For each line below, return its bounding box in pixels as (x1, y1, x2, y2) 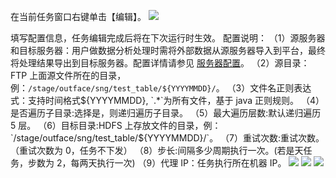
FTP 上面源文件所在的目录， (10, 70, 127, 81)
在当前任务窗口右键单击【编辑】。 (10, 11, 147, 22)
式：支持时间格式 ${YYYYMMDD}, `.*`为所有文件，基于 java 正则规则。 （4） (10, 95, 325, 106)
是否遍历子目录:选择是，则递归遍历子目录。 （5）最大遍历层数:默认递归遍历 (10, 107, 322, 119)
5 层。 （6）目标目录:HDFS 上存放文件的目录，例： (10, 120, 222, 131)
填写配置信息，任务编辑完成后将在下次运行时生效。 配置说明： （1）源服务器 (10, 32, 326, 44)
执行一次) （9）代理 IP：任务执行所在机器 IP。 (96, 157, 287, 169)
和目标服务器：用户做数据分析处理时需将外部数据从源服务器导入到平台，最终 (10, 45, 326, 56)
